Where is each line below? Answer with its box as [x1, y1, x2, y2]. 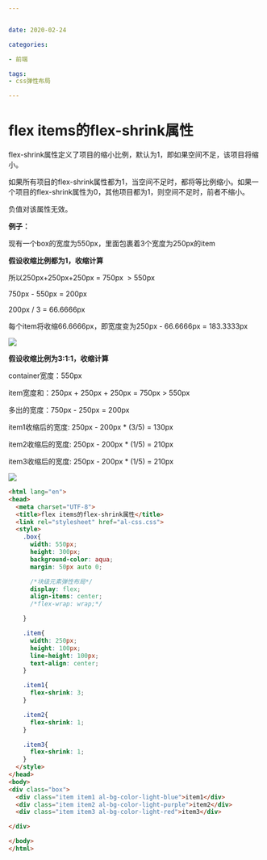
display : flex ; [29, 585, 81, 594]
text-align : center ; [29, 659, 99, 667]
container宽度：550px [8, 371, 82, 380]
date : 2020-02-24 [8, 26, 67, 34]
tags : [8, 69, 27, 78]
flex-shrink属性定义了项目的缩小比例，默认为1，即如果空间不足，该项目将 [8, 150, 252, 160]
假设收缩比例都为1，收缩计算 [8, 256, 104, 266]
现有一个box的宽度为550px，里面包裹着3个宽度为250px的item [8, 239, 216, 249]
